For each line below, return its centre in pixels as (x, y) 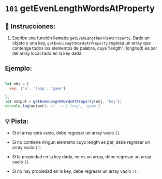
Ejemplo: (19, 68)
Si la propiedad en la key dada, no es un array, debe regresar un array (81, 157)
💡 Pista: (17, 121)
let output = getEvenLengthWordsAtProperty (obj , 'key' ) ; (64, 102)
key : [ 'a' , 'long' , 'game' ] (38, 88)
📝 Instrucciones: (30, 26)
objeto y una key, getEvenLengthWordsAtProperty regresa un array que (81, 43)
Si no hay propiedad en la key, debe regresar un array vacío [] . (75, 171)
